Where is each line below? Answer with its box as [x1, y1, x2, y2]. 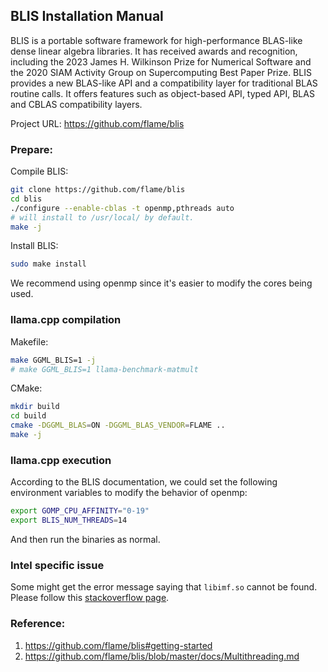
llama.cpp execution [10, 453, 112, 467]
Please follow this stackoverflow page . [10, 592, 170, 604]
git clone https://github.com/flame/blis [10, 185, 186, 195]
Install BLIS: [10, 240, 59, 252]
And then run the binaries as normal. [10, 533, 161, 545]
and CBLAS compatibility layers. [10, 98, 143, 110]
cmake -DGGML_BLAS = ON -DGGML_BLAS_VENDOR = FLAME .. [10, 420, 226, 431]
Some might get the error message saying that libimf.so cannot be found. [10, 581, 318, 593]
